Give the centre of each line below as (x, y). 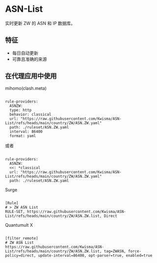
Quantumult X (19, 225)
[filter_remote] (22, 238)
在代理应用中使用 (31, 76)
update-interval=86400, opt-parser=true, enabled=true (95, 255)
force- (134, 251)
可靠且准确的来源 (29, 59)
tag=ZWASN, (115, 251)
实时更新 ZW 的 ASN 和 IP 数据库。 (40, 23)
